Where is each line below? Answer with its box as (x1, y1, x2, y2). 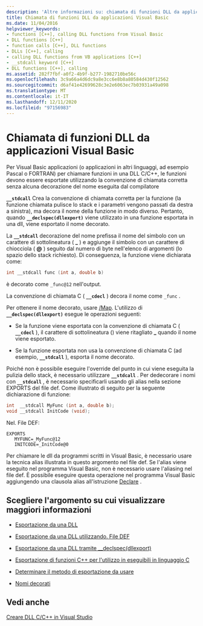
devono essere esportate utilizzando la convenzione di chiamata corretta (6, 176, 188, 184)
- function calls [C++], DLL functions (6, 43, 107, 49)
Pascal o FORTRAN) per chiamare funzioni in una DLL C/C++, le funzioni (6, 170, 187, 178)
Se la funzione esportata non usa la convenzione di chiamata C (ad (14, 347, 182, 355)
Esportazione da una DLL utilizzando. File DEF (14, 533, 130, 540)
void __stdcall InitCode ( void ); (6, 408, 91, 415)
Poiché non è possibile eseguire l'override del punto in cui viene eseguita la (6, 365, 195, 373)
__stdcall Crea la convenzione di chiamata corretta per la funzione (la (6, 195, 181, 202)
